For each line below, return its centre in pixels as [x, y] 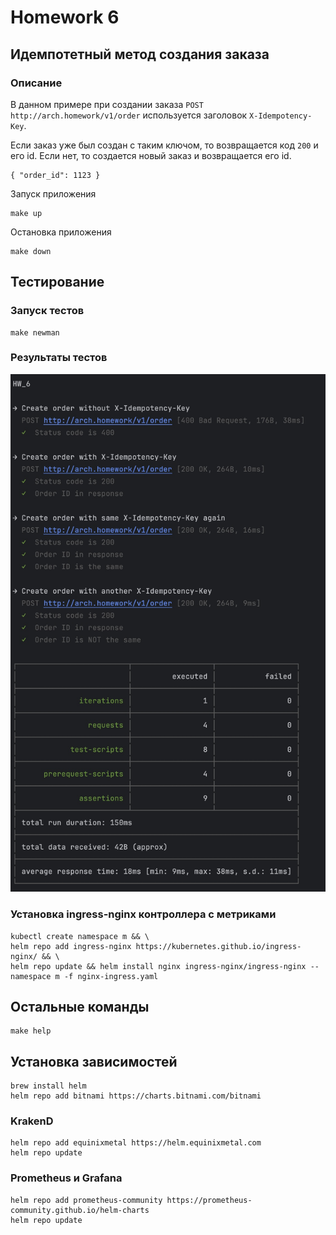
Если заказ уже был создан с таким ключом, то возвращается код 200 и [164, 145]
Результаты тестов [59, 358]
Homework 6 [65, 17]
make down [31, 251]
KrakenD [32, 1121]
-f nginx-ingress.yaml [111, 976]
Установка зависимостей [94, 1061]
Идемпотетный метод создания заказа [140, 54]
